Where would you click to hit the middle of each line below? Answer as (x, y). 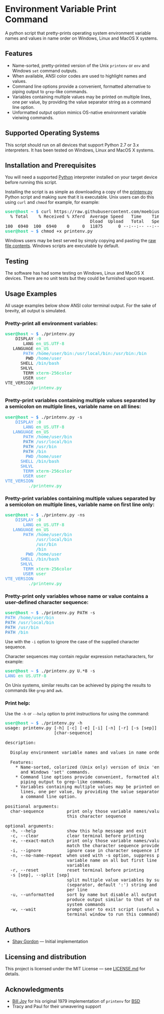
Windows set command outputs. (45, 71)
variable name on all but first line (112, 861)
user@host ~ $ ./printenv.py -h (44, 723)
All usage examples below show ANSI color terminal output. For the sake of (81, 305)
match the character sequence (103, 846)
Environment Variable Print (61, 9)
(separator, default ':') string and (112, 885)
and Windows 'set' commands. (55, 772)
